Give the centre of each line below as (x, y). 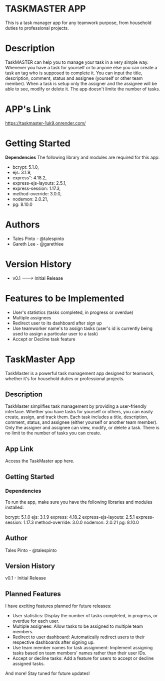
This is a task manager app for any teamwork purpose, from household (78, 23)
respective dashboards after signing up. (53, 642)
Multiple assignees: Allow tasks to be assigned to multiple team (78, 626)
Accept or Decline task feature (44, 339)
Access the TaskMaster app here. (40, 461)
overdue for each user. (36, 621)
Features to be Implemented (65, 298)
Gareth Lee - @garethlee (38, 244)
